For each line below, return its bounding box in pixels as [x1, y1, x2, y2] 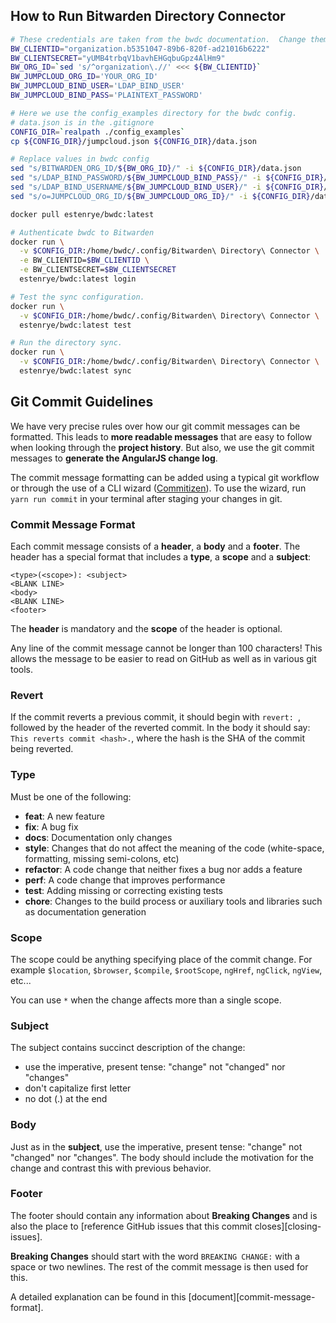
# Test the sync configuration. [10, 292, 145, 302]
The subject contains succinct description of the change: [10, 1042, 246, 1054]
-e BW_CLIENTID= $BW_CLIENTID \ [19, 255, 150, 266]
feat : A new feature [24, 810, 105, 822]
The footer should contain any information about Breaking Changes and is [10, 1209, 318, 1221]
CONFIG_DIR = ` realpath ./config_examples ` [10, 127, 186, 137]
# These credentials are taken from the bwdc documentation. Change [10, 34, 307, 44]
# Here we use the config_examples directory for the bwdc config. [10, 108, 298, 118]
